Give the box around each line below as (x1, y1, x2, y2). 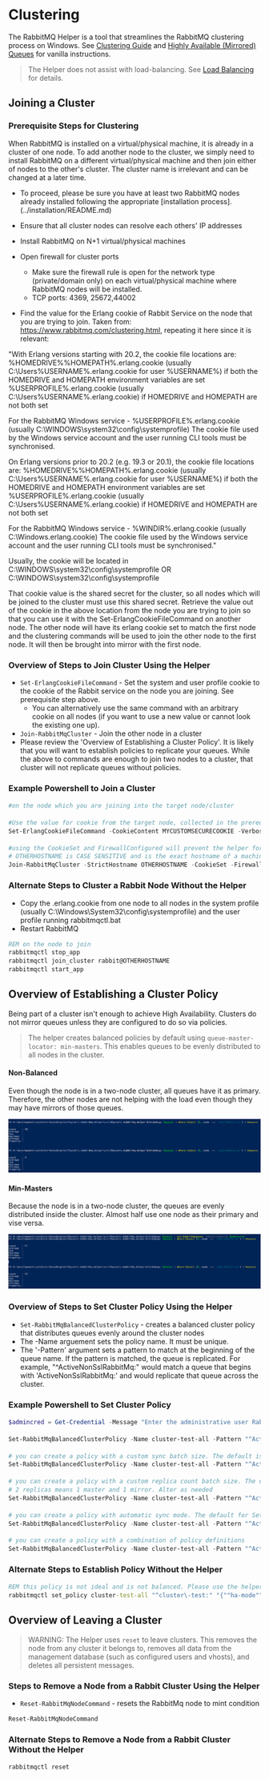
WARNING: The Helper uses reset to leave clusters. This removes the (27, 1635, 258, 1644)
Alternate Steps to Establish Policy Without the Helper (8, 1564, 223, 1575)
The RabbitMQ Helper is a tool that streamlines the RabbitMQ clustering (8, 32, 244, 42)
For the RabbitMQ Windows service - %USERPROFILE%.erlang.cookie (8, 416, 240, 425)
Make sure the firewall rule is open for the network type (31, 267, 215, 277)
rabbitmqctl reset (8, 1763, 70, 1771)
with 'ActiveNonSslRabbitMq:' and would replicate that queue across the (19, 1371, 259, 1380)
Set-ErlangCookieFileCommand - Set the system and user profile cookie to (19, 677, 260, 687)
